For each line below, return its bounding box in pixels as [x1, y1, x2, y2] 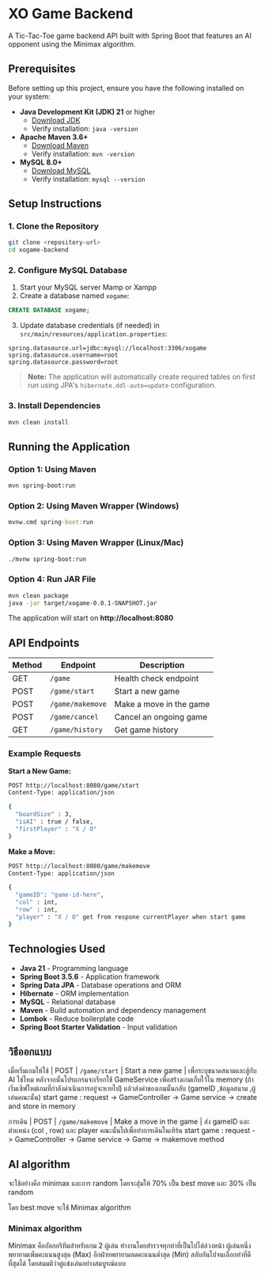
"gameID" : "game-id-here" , [15, 891, 104, 899]
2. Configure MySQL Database [8, 265, 128, 276]
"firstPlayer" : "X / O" [15, 825, 97, 833]
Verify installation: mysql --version [31, 174, 146, 183]
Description [139, 659, 185, 671]
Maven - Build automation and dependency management [19, 1005, 206, 1014]
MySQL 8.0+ [19, 157, 62, 167]
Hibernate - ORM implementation [19, 988, 129, 998]
